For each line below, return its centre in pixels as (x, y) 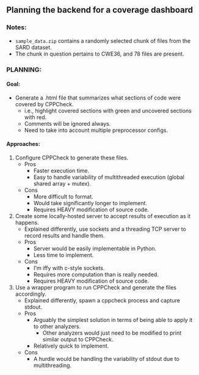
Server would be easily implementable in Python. (95, 249)
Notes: (16, 27)
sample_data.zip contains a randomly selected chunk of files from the (103, 41)
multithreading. (52, 365)
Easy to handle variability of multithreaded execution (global (109, 177)
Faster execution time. (61, 171)
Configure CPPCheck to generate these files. (72, 158)
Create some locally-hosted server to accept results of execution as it (103, 216)
